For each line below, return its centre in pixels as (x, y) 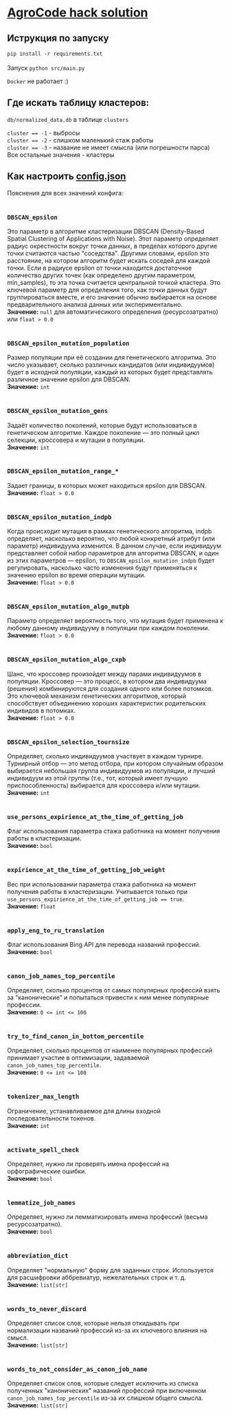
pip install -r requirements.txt (55, 54)
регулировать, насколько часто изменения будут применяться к (102, 568)
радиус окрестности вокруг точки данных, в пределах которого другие (112, 246)
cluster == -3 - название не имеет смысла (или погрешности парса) (109, 147)
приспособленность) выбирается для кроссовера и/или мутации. (104, 785)
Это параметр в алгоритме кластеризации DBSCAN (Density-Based (106, 231)
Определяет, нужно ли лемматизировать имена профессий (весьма (107, 1217)
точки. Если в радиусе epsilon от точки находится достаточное (100, 268)
